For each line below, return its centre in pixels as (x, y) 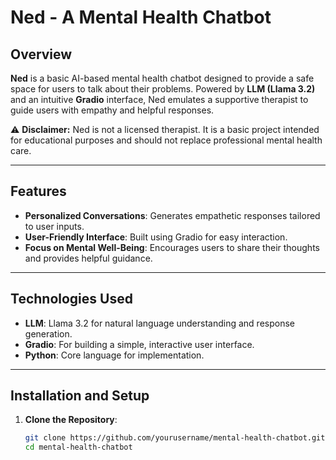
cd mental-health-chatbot (78, 447)
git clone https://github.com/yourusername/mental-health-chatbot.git (175, 438)
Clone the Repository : (71, 420)
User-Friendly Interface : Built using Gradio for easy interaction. (156, 237)
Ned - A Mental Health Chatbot (141, 17)
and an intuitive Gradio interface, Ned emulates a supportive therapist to (159, 99)
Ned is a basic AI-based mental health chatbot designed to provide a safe (162, 78)
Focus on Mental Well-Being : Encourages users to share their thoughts (172, 247)
